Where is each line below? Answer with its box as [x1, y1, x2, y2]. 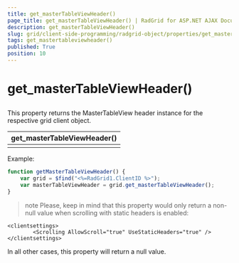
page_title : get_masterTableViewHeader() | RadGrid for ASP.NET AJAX [7, 17, 218, 24]
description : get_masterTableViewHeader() [7, 23, 135, 31]
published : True [7, 43, 55, 50]
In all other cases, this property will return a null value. [7, 247, 166, 256]
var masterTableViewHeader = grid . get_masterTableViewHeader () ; [20, 182, 215, 189]
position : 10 [7, 50, 46, 58]
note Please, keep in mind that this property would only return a [24, 200, 212, 210]
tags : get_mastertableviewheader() [7, 37, 113, 44]
